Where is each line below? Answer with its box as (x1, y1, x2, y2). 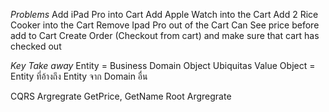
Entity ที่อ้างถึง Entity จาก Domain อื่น (10, 70, 148, 82)
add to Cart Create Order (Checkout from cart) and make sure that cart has (10, 30, 320, 41)
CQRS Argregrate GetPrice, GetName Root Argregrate (10, 90, 232, 102)
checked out (10, 40, 62, 52)
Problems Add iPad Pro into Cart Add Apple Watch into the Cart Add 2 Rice (10, 9, 319, 20)
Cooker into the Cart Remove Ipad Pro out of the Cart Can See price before (10, 19, 320, 31)
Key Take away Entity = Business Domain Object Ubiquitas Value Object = (10, 60, 316, 71)
